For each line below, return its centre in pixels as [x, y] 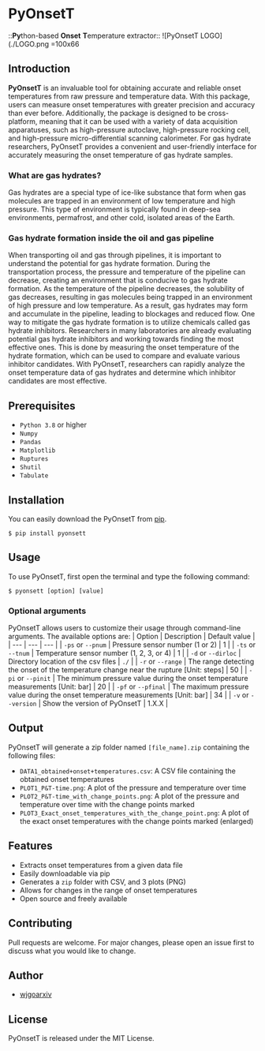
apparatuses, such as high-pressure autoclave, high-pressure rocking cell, [129, 129]
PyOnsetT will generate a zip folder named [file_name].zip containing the [129, 747]
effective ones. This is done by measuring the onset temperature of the [124, 347]
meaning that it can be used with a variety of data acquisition [138, 121]
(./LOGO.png [29, 43]
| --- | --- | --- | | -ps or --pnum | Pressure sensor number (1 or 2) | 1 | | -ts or [132, 645]
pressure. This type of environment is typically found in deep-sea [114, 209]
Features [30, 846]
